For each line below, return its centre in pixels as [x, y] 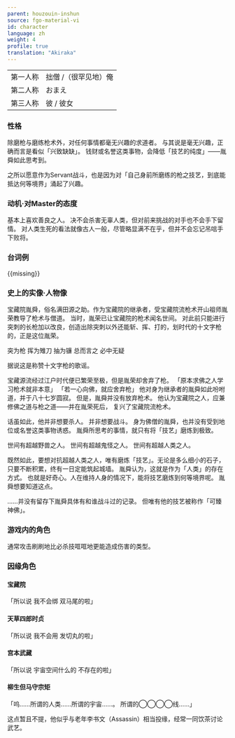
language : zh [26, 33]
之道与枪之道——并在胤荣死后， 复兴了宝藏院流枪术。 [97, 406]
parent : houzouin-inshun [43, 14]
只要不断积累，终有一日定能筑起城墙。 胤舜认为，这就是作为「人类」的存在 [115, 469]
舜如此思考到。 [29, 160]
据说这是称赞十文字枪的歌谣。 [50, 366]
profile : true [28, 46]
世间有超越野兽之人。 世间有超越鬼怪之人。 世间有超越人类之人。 [101, 445]
